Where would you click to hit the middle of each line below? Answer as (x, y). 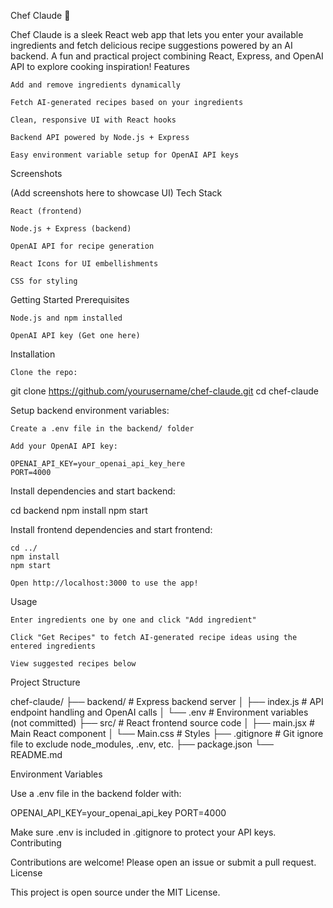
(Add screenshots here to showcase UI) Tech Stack (116, 193)
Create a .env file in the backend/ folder (102, 429)
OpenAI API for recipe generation (82, 246)
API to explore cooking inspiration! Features (100, 66)
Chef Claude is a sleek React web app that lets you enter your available (157, 34)
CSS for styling (44, 281)
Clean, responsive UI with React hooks (93, 120)
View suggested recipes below (73, 664)
